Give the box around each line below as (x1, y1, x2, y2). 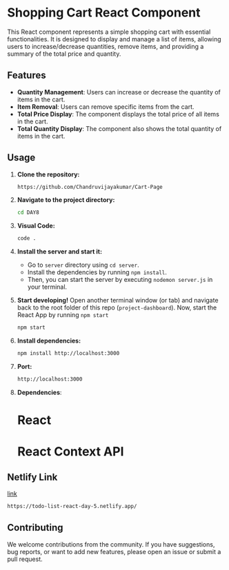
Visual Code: (17, 222, 55, 230)
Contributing (7, 522, 63, 533)
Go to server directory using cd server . (27, 261, 139, 269)
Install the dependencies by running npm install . (27, 268, 168, 276)
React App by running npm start (17, 311, 109, 319)
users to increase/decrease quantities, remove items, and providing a (7, 42, 204, 50)
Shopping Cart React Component (7, 5, 201, 21)
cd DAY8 (17, 209, 39, 216)
